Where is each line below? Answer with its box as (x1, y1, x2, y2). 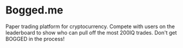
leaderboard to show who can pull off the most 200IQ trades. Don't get (5, 29, 177, 36)
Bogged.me (5, 4, 63, 17)
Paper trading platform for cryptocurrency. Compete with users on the (5, 23, 175, 30)
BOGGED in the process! (5, 35, 65, 42)
